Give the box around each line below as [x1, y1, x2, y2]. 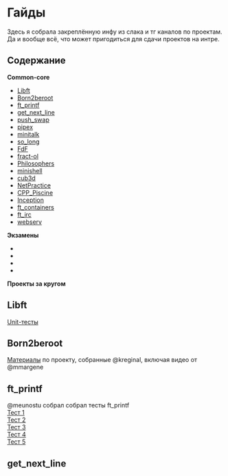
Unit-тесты [7, 317, 39, 326]
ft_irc [16, 210, 32, 218]
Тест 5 [7, 438, 26, 446]
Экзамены [7, 231, 39, 239]
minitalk [16, 130, 40, 138]
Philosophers [16, 159, 55, 168]
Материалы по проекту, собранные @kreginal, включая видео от [7, 356, 198, 364]
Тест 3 [7, 423, 26, 431]
